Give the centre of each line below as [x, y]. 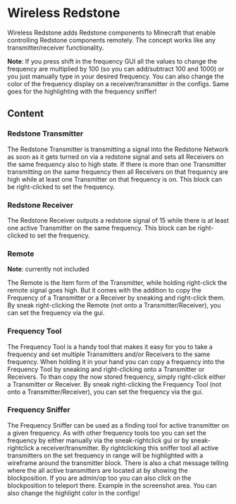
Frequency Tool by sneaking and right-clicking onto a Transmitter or [106, 369]
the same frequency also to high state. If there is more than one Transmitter [117, 164]
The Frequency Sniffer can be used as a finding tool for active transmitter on [118, 425]
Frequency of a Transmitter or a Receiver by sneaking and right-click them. [116, 298]
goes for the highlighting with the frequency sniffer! [82, 91]
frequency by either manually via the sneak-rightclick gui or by [98, 440]
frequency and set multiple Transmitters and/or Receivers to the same [109, 354]
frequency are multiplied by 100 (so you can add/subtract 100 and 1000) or [116, 69]
